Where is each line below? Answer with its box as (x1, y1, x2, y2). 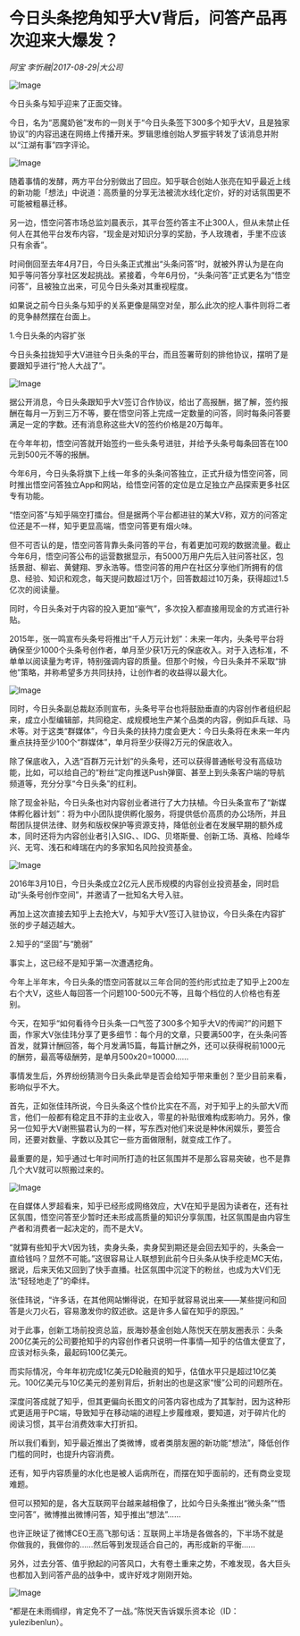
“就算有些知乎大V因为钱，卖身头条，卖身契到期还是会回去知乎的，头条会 (9, 1242, 277, 1252)
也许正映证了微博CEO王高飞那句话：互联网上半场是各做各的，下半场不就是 (9, 1528, 284, 1539)
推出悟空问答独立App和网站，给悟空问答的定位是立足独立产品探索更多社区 (16, 479, 290, 490)
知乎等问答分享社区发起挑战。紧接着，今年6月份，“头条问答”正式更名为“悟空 (9, 269, 291, 280)
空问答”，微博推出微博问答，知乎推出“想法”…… (9, 1508, 181, 1520)
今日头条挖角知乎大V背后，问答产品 (9, 8, 271, 29)
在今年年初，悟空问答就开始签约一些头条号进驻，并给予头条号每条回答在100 (9, 437, 288, 448)
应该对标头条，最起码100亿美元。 (9, 1346, 132, 1357)
